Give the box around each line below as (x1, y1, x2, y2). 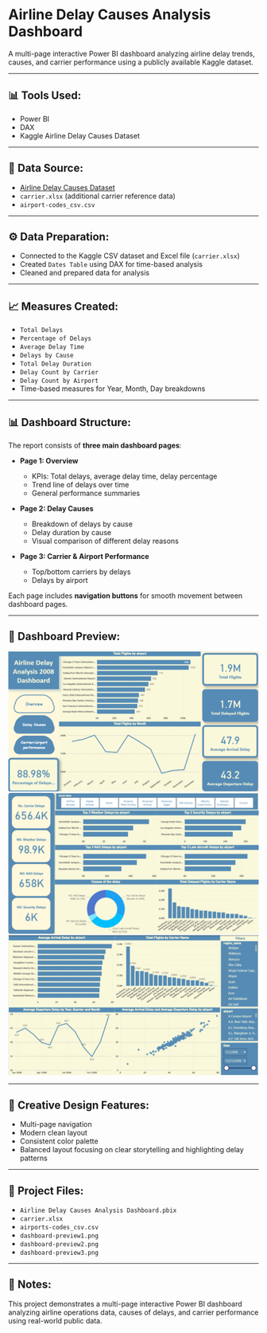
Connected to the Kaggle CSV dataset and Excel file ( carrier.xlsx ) (19, 251, 240, 260)
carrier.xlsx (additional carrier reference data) (19, 191, 176, 201)
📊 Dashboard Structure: (8, 416, 131, 429)
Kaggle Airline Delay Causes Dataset (19, 131, 141, 140)
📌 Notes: (8, 1278, 52, 1292)
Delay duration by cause (31, 528, 112, 537)
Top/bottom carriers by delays (31, 567, 131, 577)
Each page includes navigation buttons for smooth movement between (8, 591, 243, 600)
